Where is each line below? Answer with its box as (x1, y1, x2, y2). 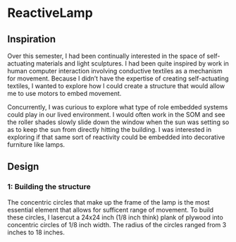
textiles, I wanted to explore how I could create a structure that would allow (7, 82, 225, 90)
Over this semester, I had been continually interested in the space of (7, 52, 206, 60)
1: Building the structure (7, 182, 92, 192)
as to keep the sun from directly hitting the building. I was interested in (7, 126, 212, 133)
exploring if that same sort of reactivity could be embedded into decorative (7, 133, 225, 141)
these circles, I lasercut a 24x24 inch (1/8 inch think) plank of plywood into (7, 213, 223, 222)
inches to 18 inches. (7, 228, 66, 236)
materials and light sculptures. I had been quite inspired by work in (36, 59, 229, 68)
